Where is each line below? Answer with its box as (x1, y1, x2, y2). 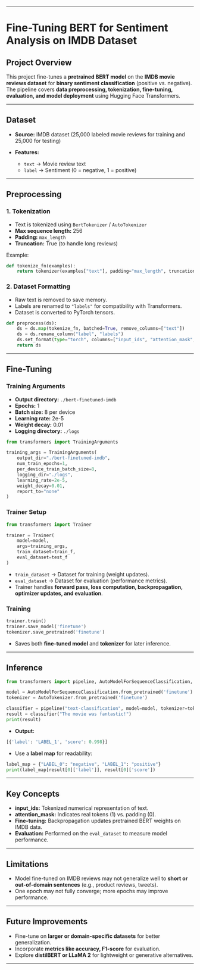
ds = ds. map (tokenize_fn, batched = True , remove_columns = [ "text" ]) (17, 326, 185, 332)
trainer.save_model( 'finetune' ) (6, 623, 86, 629)
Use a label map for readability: (14, 750, 92, 757)
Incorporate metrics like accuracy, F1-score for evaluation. (14, 945, 161, 952)
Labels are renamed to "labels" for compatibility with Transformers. (14, 302, 182, 310)
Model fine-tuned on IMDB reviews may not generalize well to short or (14, 875, 188, 882)
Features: (14, 148, 40, 155)
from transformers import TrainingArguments (6, 439, 118, 445)
